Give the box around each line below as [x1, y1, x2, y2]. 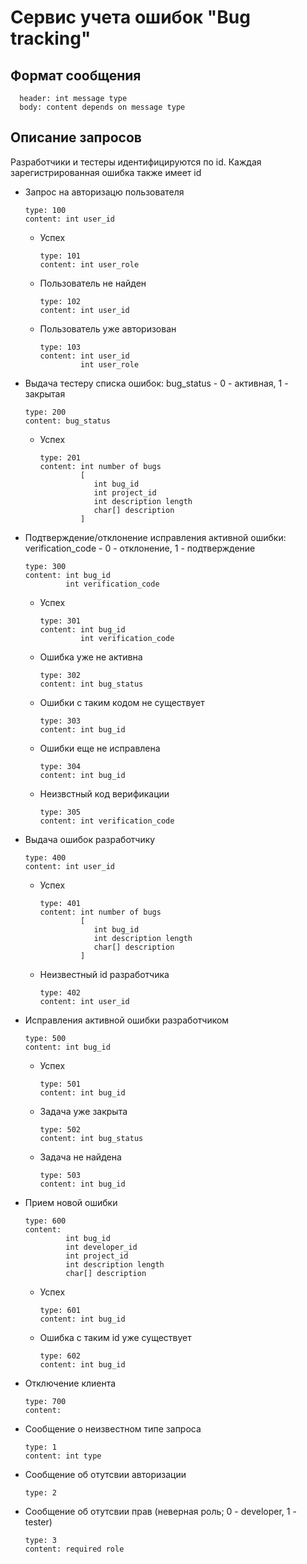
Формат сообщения [10, 67, 142, 84]
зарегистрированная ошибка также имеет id [10, 166, 202, 178]
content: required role [24, 1544, 125, 1554]
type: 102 [39, 296, 82, 306]
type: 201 [39, 452, 82, 463]
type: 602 [39, 1351, 82, 1361]
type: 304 [39, 761, 82, 771]
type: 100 [24, 205, 67, 215]
